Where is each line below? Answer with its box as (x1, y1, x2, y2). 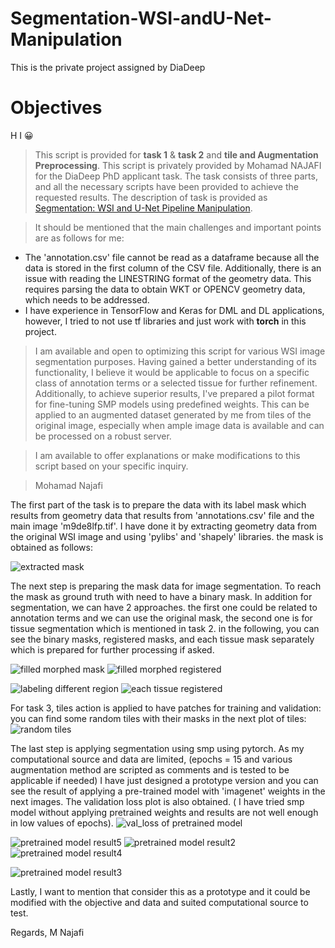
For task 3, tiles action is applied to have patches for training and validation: (10, 702, 322, 714)
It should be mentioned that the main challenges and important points (34, 221, 322, 233)
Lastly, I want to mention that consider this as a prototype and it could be (10, 885, 311, 897)
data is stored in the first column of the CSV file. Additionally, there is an (24, 262, 322, 274)
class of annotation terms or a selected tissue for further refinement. (34, 377, 318, 389)
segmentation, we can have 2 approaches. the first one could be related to (10, 601, 318, 613)
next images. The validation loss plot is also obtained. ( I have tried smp (10, 795, 305, 807)
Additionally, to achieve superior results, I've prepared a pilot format (34, 387, 315, 399)
